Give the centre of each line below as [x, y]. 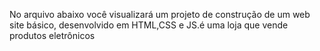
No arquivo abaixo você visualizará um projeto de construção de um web [160, 14]
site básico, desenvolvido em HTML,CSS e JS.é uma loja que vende [149, 25]
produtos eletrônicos [52, 35]
